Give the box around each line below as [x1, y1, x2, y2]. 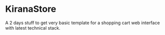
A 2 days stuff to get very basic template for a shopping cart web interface [5, 20, 160, 26]
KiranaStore [5, 3, 56, 15]
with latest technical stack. [5, 25, 60, 31]
